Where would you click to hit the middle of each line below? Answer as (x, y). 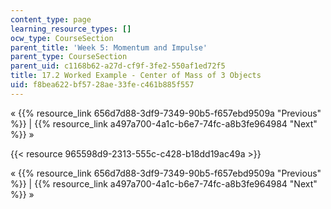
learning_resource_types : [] (71, 29)
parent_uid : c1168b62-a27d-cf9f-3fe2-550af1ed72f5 (118, 66)
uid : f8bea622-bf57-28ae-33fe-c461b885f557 (102, 85)
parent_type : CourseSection (69, 57)
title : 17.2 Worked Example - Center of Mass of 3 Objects (136, 76)
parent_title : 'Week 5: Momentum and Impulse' (109, 47)
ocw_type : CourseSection (62, 38)
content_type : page (51, 19)
